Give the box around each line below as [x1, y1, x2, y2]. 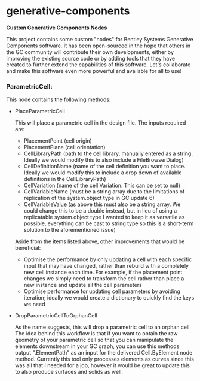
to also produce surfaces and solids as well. [14, 368, 124, 376]
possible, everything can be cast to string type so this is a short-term [23, 220, 194, 227]
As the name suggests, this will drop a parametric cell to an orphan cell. [14, 323, 191, 331]
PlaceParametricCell [14, 108, 66, 115]
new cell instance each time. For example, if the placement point [23, 268, 183, 276]
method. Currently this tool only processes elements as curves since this [14, 355, 194, 363]
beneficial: [14, 244, 41, 252]
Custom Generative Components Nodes [6, 24, 107, 31]
